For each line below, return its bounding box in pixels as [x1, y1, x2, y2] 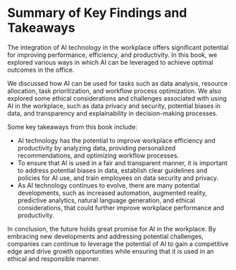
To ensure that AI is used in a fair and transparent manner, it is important [17, 158, 228, 167]
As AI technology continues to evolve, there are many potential [17, 181, 200, 189]
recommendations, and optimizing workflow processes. [17, 151, 180, 160]
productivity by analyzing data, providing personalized [17, 143, 176, 152]
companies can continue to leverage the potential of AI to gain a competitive [7, 239, 229, 247]
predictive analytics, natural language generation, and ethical [17, 195, 195, 205]
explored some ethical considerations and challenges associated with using [7, 94, 227, 103]
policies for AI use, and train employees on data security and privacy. [17, 174, 219, 182]
